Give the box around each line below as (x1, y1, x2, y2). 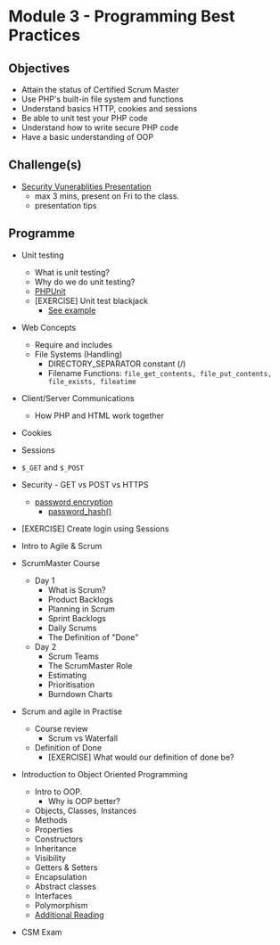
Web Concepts (21, 322, 77, 333)
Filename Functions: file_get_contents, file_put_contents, (47, 367, 273, 378)
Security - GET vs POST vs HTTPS (21, 479, 149, 489)
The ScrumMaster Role (47, 660, 133, 670)
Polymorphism (34, 900, 88, 910)
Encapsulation (34, 871, 87, 882)
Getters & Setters (34, 862, 98, 873)
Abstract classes (34, 881, 97, 892)
